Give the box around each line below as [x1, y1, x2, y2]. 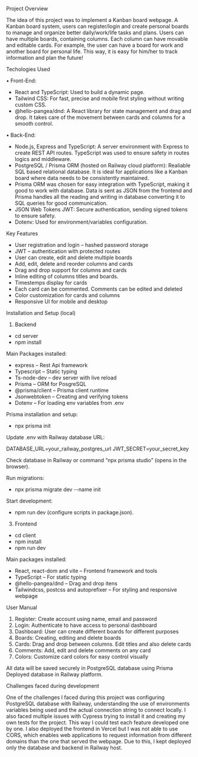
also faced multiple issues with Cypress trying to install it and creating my [6, 713, 186, 720]
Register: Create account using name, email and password [14, 616, 157, 622]
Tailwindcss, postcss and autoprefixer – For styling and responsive [14, 586, 177, 593]
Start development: [6, 497, 53, 504]
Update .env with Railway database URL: [6, 434, 105, 440]
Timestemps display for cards [14, 279, 87, 286]
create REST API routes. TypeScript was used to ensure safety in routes [14, 149, 190, 156]
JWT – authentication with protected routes [14, 248, 121, 255]
